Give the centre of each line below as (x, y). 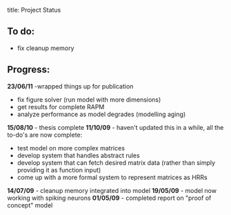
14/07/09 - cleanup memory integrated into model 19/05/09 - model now (112, 190)
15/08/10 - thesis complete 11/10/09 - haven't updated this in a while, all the (115, 127)
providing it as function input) (59, 170)
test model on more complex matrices (71, 148)
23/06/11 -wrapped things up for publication (70, 86)
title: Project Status (34, 10)
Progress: (29, 70)
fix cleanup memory (46, 48)
